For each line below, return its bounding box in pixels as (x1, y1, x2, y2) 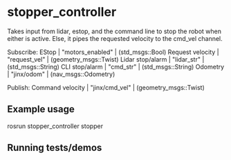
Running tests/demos (7, 142, 102, 154)
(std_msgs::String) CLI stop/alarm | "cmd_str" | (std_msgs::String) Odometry (7, 62, 225, 71)
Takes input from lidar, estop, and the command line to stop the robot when (7, 27, 221, 35)
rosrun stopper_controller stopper (7, 122, 104, 130)
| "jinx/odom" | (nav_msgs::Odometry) (7, 70, 115, 78)
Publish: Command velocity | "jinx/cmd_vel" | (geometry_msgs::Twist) (7, 83, 205, 91)
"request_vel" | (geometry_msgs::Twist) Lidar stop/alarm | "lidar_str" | (7, 55, 205, 63)
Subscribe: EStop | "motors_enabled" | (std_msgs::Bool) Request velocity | (7, 48, 219, 56)
